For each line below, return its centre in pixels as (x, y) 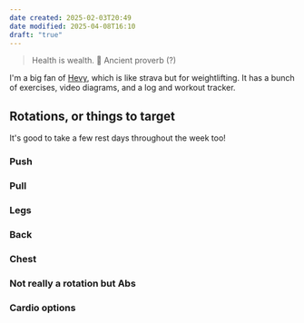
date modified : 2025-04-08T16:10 (73, 26)
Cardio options (43, 308)
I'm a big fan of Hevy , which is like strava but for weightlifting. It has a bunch (152, 78)
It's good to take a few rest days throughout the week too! (118, 138)
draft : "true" (36, 34)
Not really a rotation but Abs (73, 283)
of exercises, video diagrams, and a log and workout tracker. (123, 88)
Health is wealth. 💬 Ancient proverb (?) (104, 61)
